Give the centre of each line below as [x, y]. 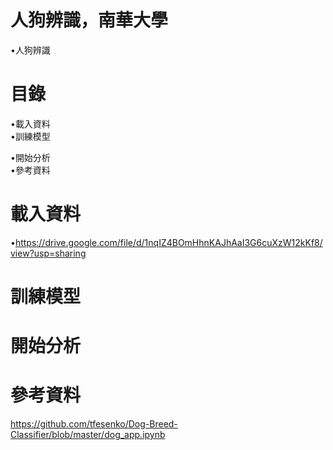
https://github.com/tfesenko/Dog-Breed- [94, 424]
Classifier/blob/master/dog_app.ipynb [88, 435]
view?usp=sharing [48, 253]
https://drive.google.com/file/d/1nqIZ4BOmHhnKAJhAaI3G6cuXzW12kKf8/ [168, 242]
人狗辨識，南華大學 [89, 20]
